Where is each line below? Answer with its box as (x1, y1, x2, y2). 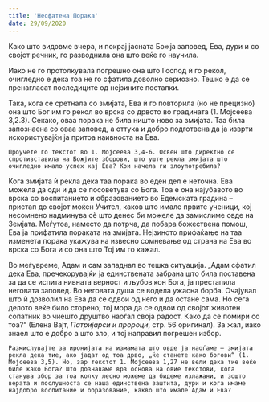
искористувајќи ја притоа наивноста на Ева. (8, 132, 160, 142)
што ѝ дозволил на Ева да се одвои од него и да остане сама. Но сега (8, 294, 250, 304)
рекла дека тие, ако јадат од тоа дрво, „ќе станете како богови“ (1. (8, 351, 250, 359)
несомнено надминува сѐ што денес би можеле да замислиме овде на (8, 210, 255, 219)
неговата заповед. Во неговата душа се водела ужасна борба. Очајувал (8, 285, 257, 295)
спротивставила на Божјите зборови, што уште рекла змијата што (8, 154, 228, 163)
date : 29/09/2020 (8, 19, 67, 27)
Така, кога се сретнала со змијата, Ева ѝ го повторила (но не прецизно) (8, 98, 255, 108)
